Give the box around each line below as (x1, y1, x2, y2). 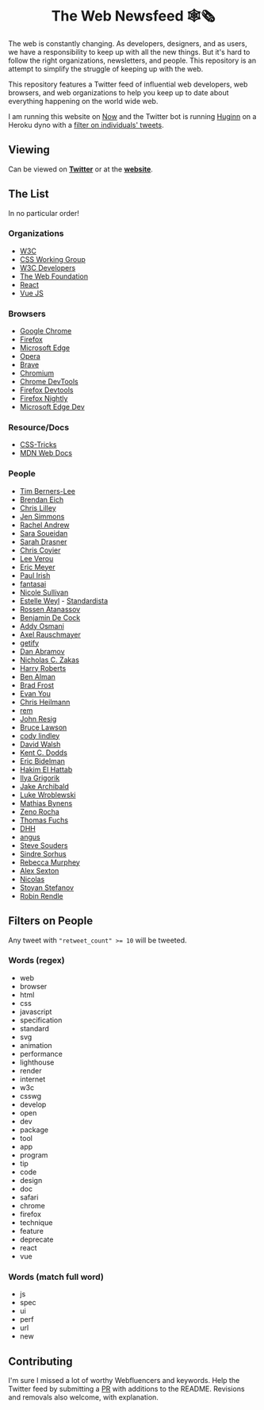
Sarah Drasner (19, 537, 67, 546)
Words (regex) (8, 955, 65, 966)
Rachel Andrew (19, 520, 70, 530)
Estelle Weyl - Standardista (19, 595, 109, 605)
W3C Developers (19, 263, 76, 272)
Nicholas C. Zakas (19, 655, 79, 665)
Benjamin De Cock (19, 613, 81, 622)
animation (19, 1040, 53, 1050)
